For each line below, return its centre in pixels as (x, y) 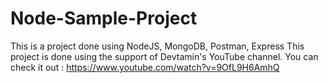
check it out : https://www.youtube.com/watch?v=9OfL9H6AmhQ (145, 67)
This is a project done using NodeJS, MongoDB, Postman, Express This (157, 46)
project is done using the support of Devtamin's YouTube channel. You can (164, 56)
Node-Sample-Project (104, 18)
